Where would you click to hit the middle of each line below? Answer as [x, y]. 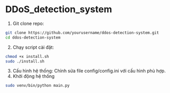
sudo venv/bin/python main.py [38, 86]
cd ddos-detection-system [33, 37]
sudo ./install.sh [25, 61]
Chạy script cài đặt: [33, 47]
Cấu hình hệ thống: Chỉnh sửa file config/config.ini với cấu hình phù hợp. [89, 71]
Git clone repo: [28, 23]
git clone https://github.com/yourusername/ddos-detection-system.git [82, 33]
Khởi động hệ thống [34, 76]
